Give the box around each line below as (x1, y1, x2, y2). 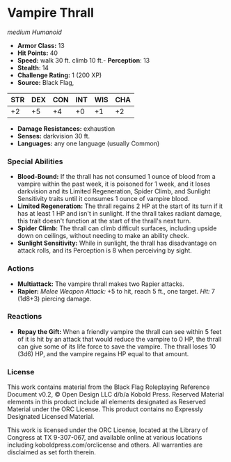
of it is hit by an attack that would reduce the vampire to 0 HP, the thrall (17, 335, 222, 343)
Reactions (7, 312, 42, 321)
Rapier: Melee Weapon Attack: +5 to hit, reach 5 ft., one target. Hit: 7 (17, 287, 216, 295)
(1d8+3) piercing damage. (17, 294, 92, 303)
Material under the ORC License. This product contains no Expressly (7, 405, 203, 413)
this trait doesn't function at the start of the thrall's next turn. (17, 217, 191, 225)
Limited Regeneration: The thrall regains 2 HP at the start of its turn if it (17, 202, 223, 210)
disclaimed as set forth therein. (7, 448, 96, 456)
